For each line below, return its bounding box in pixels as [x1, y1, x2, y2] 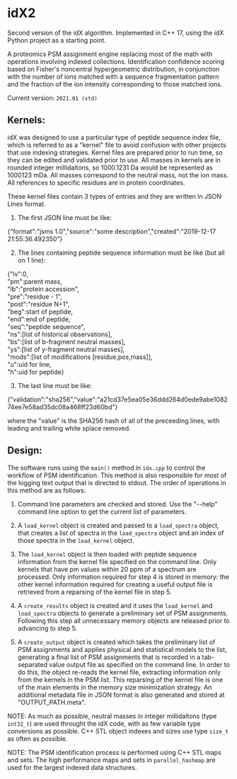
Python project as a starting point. [7, 35, 106, 44]
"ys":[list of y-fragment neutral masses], [7, 345, 125, 353]
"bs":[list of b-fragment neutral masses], [7, 337, 126, 346]
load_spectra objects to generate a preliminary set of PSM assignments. [17, 609, 229, 617]
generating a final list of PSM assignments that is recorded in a [17, 653, 201, 661]
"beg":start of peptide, [7, 307, 73, 316]
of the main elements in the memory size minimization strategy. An [17, 683, 212, 691]
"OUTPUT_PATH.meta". [17, 697, 86, 707]
